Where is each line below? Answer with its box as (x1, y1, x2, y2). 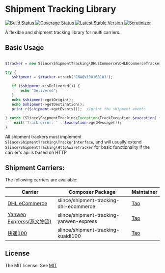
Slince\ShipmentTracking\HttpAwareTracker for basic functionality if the (5, 144, 150, 150)
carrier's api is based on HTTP (5, 149, 67, 155)
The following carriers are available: (5, 176, 78, 183)
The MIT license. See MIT (5, 262, 57, 268)
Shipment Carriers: (5, 164, 65, 172)
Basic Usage (5, 43, 44, 52)
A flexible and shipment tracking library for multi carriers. (5, 29, 121, 35)
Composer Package (68, 188, 116, 195)
